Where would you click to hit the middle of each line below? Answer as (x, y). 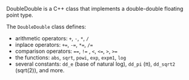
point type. (20, 15)
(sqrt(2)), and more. (40, 70)
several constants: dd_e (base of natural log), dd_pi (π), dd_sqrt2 (95, 64)
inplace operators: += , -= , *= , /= (54, 45)
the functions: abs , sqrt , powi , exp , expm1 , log (70, 57)
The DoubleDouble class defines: (46, 27)
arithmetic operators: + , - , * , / (52, 38)
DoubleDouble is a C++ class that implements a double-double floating (95, 9)
